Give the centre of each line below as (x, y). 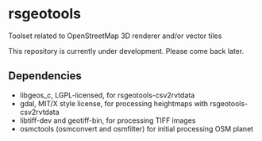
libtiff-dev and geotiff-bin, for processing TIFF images (108, 120)
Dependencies (45, 76)
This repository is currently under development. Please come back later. (126, 51)
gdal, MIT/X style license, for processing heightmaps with (114, 103)
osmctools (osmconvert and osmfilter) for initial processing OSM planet (137, 128)
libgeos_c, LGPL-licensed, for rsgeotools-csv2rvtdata (107, 95)
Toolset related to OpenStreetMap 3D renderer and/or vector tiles (115, 36)
